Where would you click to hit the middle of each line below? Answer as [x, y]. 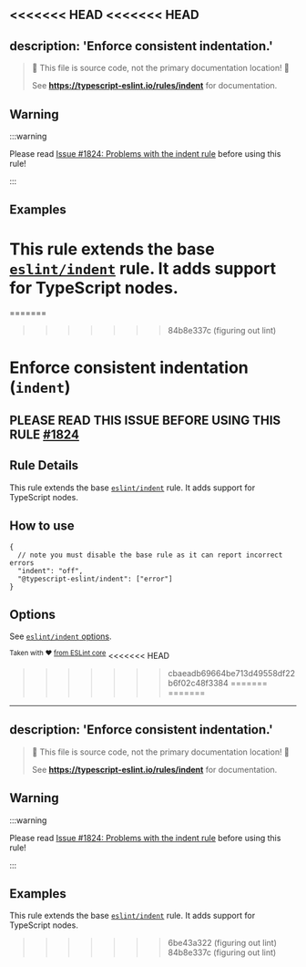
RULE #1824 [45, 434]
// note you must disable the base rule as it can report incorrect [150, 555]
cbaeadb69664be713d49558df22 [232, 674]
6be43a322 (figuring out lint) [223, 943]
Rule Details [44, 465]
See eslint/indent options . [61, 636]
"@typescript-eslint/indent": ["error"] [95, 579]
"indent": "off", [51, 571]
